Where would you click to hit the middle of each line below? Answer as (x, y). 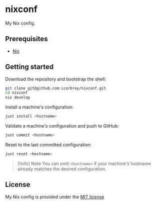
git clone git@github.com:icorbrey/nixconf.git (56, 88)
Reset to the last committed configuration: (48, 145)
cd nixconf (16, 93)
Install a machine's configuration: (39, 107)
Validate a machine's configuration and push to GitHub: (62, 126)
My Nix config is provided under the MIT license (55, 196)
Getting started (29, 67)
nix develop (17, 97)
